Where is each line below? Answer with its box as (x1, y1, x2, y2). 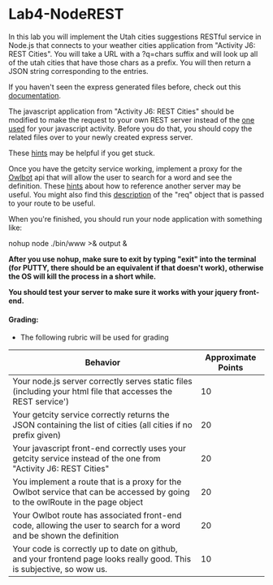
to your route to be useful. (8, 198, 96, 208)
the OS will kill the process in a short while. (8, 271, 157, 281)
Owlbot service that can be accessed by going (12, 487, 190, 498)
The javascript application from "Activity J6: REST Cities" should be (8, 106, 235, 116)
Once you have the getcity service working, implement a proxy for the (8, 163, 242, 173)
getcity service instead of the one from (12, 453, 161, 464)
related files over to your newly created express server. (8, 132, 193, 142)
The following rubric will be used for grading (19, 332, 169, 342)
